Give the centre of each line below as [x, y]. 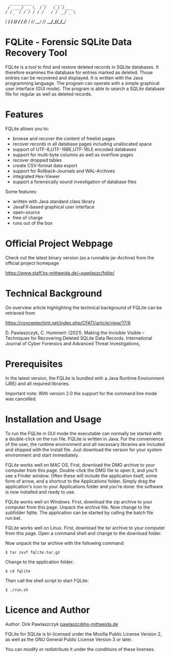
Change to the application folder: [40, 562]
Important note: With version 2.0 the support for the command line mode [81, 393]
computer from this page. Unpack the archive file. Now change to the [78, 507]
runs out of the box [32, 223]
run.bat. [13, 518]
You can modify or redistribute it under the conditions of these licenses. [80, 649]
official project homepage [32, 263]
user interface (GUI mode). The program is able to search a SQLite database [85, 88]
